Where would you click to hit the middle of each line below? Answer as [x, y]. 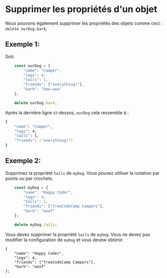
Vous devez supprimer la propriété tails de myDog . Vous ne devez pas [78, 234]
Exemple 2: [23, 161]
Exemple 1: [22, 45]
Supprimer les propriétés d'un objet [81, 9]
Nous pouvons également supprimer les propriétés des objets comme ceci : [84, 23]
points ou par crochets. [29, 178]
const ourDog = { [32, 66]
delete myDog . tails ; [36, 225]
